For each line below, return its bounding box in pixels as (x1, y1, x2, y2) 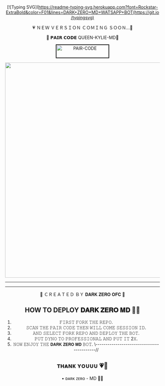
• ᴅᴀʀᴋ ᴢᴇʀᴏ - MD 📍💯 (61, 375, 104, 381)
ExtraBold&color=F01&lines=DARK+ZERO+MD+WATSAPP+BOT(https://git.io (5, 9, 160, 15)
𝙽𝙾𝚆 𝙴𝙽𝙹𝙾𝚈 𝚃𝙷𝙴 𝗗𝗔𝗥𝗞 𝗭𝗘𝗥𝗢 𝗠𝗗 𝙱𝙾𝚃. (13, 341, 93, 347)
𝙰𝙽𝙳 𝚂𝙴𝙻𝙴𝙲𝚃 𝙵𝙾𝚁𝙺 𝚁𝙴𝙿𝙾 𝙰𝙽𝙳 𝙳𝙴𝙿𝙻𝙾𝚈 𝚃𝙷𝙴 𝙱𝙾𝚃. (32, 330, 140, 336)
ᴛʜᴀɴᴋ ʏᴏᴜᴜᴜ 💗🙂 (56, 361, 109, 370)
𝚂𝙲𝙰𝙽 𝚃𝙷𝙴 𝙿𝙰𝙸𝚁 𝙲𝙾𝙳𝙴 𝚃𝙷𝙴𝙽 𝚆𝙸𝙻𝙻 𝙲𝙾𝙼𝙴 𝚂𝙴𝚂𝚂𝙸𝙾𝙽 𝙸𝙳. (26, 325, 146, 330)
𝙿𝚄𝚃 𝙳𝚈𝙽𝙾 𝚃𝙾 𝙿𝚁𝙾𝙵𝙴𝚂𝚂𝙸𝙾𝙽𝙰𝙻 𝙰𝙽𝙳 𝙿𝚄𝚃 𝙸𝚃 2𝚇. (34, 335, 138, 341)
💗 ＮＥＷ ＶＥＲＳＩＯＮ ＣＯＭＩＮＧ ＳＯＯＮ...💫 (32, 25, 133, 30)
